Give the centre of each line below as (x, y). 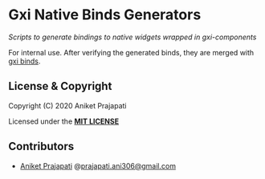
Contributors (41, 146)
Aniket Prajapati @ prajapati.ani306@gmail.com (98, 165)
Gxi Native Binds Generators (105, 15)
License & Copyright (60, 86)
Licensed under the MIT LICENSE (63, 121)
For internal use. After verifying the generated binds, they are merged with (131, 52)
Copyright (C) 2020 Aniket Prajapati (67, 105)
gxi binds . (24, 61)
